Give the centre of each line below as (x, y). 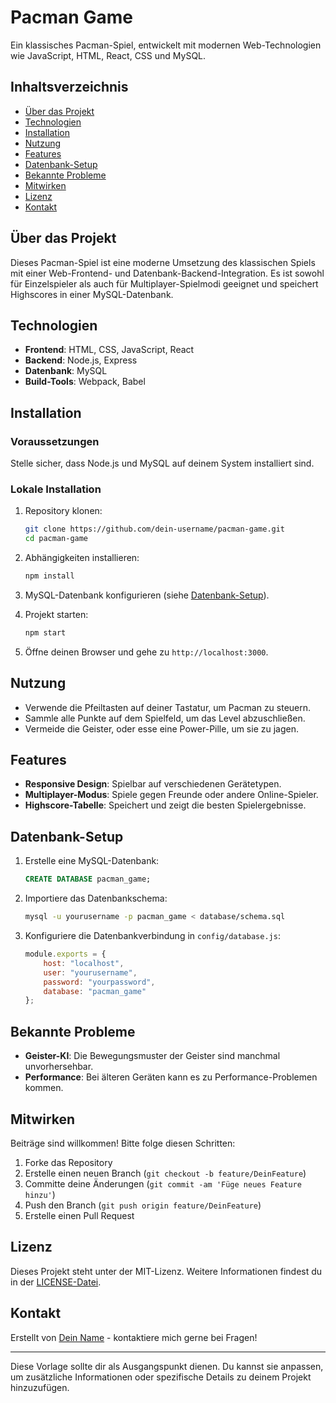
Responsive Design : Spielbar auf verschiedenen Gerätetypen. (153, 784)
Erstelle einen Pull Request (79, 1215)
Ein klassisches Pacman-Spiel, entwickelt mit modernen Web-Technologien (166, 45)
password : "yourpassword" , (99, 982)
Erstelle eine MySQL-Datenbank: (92, 861)
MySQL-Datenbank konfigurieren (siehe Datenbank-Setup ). (147, 595)
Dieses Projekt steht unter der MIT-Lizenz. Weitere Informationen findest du (166, 1271)
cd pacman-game (56, 539)
